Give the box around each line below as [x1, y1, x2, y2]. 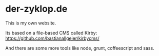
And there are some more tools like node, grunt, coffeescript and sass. [5, 45, 155, 51]
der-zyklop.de [5, 3, 68, 15]
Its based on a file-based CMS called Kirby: [5, 30, 97, 36]
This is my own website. [5, 20, 56, 26]
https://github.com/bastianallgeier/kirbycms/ [5, 35, 100, 41]
